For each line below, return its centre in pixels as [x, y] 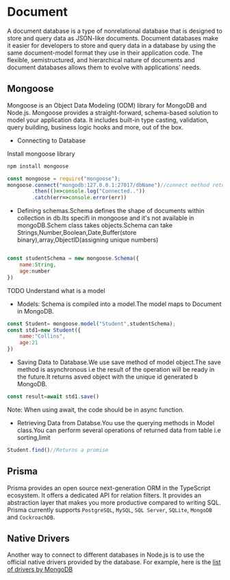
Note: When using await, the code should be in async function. [96, 409]
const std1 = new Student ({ [44, 330]
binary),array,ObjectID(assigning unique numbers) [88, 240]
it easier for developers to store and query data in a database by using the [112, 45]
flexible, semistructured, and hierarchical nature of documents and [101, 60]
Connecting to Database [51, 140]
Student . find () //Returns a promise [58, 450]
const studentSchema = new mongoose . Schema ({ [73, 259]
